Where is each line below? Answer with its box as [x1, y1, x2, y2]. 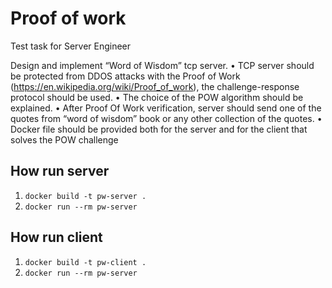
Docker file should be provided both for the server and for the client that [10, 123, 308, 135]
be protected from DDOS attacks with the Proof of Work [10, 70, 241, 82]
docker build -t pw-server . [24, 191, 147, 201]
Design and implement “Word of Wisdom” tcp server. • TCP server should [10, 59, 315, 71]
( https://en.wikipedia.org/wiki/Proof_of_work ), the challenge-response [10, 80, 300, 92]
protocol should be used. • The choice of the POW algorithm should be [10, 91, 304, 103]
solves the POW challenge [10, 133, 119, 146]
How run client [10, 229, 103, 246]
